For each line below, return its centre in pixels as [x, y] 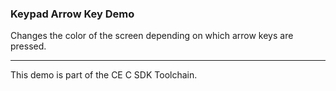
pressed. [28, 46]
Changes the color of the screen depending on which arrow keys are [152, 36]
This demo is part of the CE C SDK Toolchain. [104, 75]
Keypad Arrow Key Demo [72, 14]
